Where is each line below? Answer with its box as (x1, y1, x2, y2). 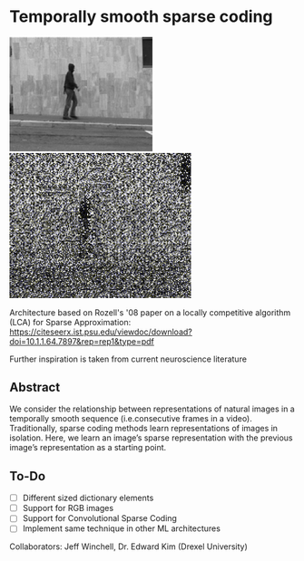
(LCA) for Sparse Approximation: (9, 316, 132, 327)
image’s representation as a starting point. (9, 442, 167, 453)
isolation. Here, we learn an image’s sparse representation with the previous (9, 432, 293, 443)
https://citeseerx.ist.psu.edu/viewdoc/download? (9, 326, 192, 337)
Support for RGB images (22, 503, 114, 514)
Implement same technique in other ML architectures (22, 523, 221, 534)
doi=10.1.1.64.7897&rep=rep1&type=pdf (9, 335, 154, 346)
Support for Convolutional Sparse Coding (22, 513, 177, 524)
